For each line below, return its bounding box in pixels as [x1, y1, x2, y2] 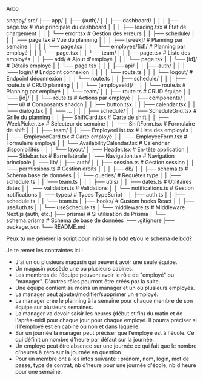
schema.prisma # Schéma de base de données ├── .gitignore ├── [6, 217, 175, 224]
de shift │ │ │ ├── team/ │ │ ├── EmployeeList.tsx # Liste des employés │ [6, 127, 194, 133]
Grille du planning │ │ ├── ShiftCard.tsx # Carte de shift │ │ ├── [6, 113, 169, 121]
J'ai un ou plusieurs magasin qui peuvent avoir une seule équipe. [15, 258, 178, 266]
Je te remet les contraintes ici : [6, 247, 84, 254]
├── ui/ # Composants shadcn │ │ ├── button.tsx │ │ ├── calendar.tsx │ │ [6, 101, 196, 108]
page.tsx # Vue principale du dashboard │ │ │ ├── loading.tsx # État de [6, 24, 187, 30]
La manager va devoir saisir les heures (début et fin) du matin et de [15, 310, 183, 317]
